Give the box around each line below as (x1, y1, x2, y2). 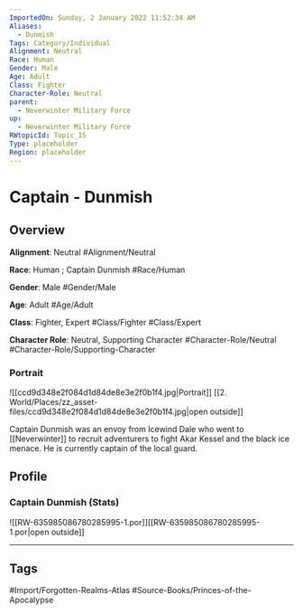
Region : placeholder (9, 147, 87, 156)
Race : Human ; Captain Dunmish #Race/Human (9, 264, 186, 275)
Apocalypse (9, 594, 54, 606)
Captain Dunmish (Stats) (9, 496, 120, 509)
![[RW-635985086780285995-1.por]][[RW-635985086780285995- (9, 516, 261, 527)
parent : (9, 97, 39, 107)
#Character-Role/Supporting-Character (9, 344, 156, 354)
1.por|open (9, 526, 50, 537)
